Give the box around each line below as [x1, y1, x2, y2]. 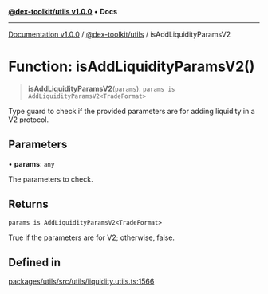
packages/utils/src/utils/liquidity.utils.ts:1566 [8, 276, 155, 286]
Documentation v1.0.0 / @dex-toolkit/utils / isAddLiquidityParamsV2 [8, 29, 231, 39]
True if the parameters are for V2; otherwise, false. [8, 233, 175, 242]
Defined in [8, 255, 61, 269]
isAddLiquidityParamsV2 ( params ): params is [27, 84, 175, 93]
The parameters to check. [8, 174, 93, 184]
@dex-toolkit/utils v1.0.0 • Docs [8, 7, 118, 16]
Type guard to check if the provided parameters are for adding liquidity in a [8, 106, 255, 116]
